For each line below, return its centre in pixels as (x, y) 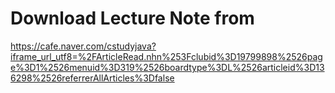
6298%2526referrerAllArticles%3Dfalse (92, 78)
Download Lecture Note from (132, 18)
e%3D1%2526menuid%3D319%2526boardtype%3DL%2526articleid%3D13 (167, 67)
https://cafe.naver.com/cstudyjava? (83, 46)
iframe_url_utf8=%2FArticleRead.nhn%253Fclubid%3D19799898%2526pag (166, 56)
